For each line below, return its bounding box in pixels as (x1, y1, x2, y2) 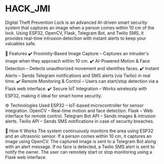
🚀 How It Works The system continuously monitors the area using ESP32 (5, 128, 154, 134)
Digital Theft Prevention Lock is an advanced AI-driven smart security (5, 19, 148, 25)
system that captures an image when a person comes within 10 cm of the (5, 24, 155, 30)
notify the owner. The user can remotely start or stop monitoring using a (5, 149, 153, 155)
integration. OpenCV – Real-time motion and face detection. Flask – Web (5, 107, 153, 113)
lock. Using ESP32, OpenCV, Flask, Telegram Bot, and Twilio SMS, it (5, 30, 144, 36)
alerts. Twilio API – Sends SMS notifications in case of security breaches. (5, 118, 155, 124)
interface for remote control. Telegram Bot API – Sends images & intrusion (5, 113, 156, 119)
